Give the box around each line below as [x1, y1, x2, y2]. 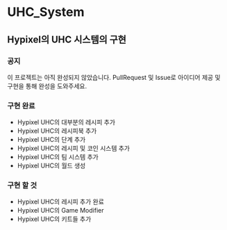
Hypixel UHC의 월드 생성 [17, 161, 86, 170]
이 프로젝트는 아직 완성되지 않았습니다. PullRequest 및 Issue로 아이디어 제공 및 [7, 73, 221, 81]
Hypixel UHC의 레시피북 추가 [17, 126, 97, 135]
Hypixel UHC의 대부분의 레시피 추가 [17, 118, 116, 126]
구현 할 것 [7, 181, 37, 190]
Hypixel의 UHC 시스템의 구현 [7, 33, 127, 45]
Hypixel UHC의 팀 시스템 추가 [17, 153, 99, 161]
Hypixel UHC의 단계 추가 [17, 135, 86, 144]
